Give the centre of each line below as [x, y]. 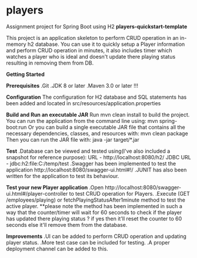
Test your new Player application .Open [55, 187]
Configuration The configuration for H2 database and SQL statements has [96, 97]
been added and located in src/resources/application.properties [84, 103]
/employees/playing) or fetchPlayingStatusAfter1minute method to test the [96, 200]
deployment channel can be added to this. [57, 249]
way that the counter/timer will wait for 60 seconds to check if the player [94, 212]
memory [16, 44]
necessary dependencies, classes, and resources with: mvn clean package [97, 133]
